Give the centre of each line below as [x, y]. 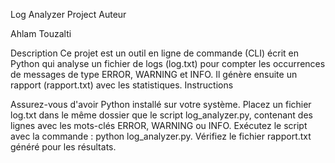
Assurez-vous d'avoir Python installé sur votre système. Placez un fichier [161, 104]
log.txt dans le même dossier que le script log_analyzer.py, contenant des [161, 115]
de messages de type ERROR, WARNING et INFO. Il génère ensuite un [154, 74]
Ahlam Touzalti [41, 33]
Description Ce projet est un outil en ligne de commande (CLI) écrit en [154, 53]
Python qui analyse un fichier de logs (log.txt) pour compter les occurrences [168, 63]
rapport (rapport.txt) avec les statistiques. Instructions [122, 85]
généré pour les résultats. [63, 147]
